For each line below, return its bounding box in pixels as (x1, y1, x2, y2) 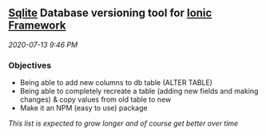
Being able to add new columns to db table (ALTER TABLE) (19, 78, 213, 87)
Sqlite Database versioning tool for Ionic (8, 6, 212, 20)
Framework (8, 19, 66, 33)
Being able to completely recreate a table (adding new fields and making (19, 87, 259, 96)
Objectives (8, 60, 52, 71)
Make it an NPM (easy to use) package (19, 103, 148, 113)
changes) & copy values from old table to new (19, 95, 172, 104)
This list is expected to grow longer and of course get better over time (8, 119, 239, 128)
